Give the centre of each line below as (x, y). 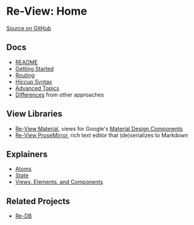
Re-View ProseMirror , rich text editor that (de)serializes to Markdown (102, 135)
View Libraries (34, 114)
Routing (25, 75)
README (27, 62)
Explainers (27, 154)
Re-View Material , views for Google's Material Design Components (99, 128)
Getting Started (34, 68)
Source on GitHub (29, 28)
